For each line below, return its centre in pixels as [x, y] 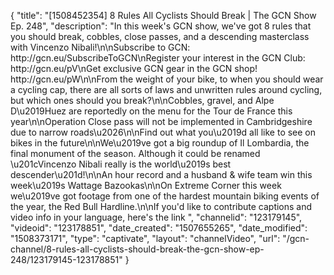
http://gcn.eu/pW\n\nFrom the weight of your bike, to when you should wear [167, 79]
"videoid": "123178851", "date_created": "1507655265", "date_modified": [159, 228]
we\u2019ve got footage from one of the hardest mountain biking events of [165, 196]
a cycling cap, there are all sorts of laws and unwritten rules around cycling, [166, 89]
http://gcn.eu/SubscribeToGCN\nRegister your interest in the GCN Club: [158, 58]
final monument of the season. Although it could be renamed [135, 153]
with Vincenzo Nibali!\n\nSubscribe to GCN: [100, 47]
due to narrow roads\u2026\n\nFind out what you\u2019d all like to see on [163, 132]
